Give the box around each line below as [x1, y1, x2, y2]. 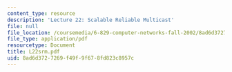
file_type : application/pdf [7, 36, 88, 43]
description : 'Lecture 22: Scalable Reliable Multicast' [7, 16, 175, 23]
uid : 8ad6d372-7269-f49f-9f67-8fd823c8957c [7, 55, 135, 62]
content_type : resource [7, 10, 76, 17]
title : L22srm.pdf [7, 49, 60, 56]
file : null [7, 23, 39, 29]
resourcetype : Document [7, 42, 76, 49]
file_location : [7, 29, 51, 36]
